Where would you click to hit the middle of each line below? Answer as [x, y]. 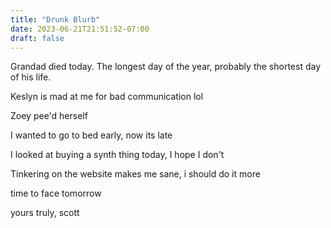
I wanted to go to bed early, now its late [91, 135]
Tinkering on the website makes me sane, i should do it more [135, 174]
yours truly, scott [45, 213]
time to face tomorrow [56, 193]
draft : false [37, 38]
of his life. [31, 77]
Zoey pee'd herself [49, 116]
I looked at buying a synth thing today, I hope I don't [117, 155]
